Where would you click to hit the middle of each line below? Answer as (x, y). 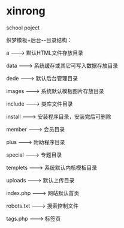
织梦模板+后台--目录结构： (40, 40)
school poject (23, 28)
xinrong (26, 11)
